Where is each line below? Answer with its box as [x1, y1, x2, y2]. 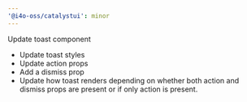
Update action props [19, 58, 89, 68]
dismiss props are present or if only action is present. [19, 84, 198, 94]
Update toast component [7, 34, 91, 44]
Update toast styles [19, 49, 85, 59]
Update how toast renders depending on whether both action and [19, 75, 240, 85]
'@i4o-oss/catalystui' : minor [7, 11, 110, 20]
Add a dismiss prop [19, 66, 84, 77]
